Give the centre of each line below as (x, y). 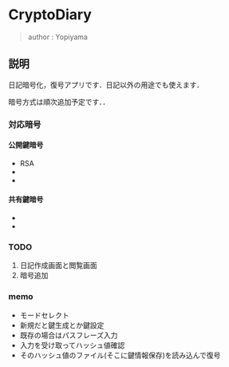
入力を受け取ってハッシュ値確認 (72, 345)
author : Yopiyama (57, 37)
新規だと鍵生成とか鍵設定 (62, 325)
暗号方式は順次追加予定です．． (59, 102)
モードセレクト (44, 315)
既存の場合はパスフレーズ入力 (69, 335)
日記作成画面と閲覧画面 (58, 265)
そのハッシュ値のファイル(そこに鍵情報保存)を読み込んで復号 (120, 355)
